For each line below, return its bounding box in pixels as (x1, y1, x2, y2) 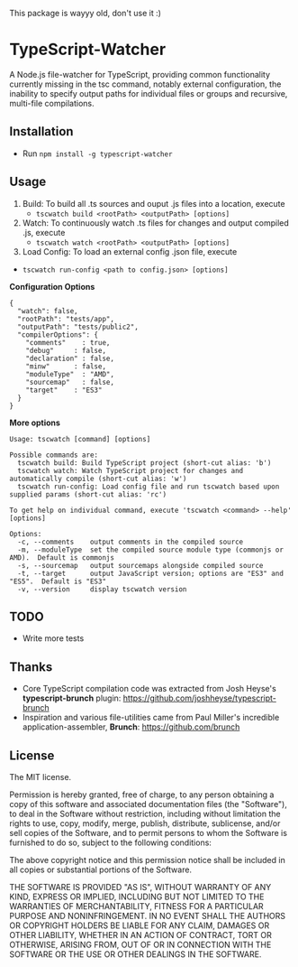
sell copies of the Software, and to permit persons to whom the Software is (9, 828, 288, 838)
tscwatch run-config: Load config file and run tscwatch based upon (17, 482, 280, 491)
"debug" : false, (25, 346, 106, 355)
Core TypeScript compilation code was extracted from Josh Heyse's (22, 683, 276, 694)
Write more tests (22, 633, 85, 644)
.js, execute (22, 227, 66, 237)
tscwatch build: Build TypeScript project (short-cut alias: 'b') (17, 458, 272, 468)
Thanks (9, 659, 53, 674)
